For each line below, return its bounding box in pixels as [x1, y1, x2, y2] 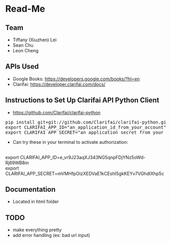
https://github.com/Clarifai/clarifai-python [12, 109, 101, 115]
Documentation [5, 185, 56, 194]
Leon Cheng [12, 48, 39, 53]
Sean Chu [12, 42, 34, 48]
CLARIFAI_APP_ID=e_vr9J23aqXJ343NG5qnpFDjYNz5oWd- [20, 154, 146, 160]
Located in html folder [12, 199, 59, 205]
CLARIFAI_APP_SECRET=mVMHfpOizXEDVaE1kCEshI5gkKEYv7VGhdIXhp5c [5, 170, 164, 176]
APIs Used [5, 62, 39, 71]
